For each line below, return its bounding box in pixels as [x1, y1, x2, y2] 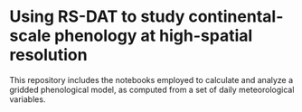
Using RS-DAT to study [9, 6, 185, 27]
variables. [9, 93, 46, 105]
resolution [9, 45, 88, 65]
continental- [188, 6, 284, 27]
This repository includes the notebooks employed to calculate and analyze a [9, 74, 294, 85]
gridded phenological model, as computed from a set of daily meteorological [9, 84, 295, 95]
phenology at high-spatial [53, 25, 253, 46]
